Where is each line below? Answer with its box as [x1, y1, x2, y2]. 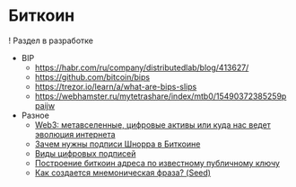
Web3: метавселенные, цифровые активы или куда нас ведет [34, 119, 271, 130]
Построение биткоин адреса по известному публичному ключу [34, 157, 280, 168]
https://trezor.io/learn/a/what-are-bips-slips [34, 81, 197, 92]
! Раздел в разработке [8, 35, 94, 46]
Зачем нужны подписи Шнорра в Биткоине [34, 138, 201, 149]
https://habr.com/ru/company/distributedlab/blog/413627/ [34, 62, 249, 73]
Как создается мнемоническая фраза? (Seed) [34, 167, 212, 178]
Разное [21, 110, 50, 120]
